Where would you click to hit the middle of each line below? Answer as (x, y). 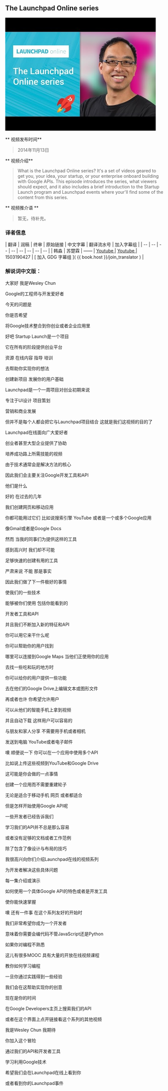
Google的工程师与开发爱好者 (35, 294)
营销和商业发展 (21, 411)
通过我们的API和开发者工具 (33, 1051)
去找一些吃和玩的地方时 (29, 667)
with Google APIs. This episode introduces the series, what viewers (87, 181)
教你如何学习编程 (23, 966)
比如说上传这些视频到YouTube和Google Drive (52, 763)
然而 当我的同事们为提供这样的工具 (41, 539)
